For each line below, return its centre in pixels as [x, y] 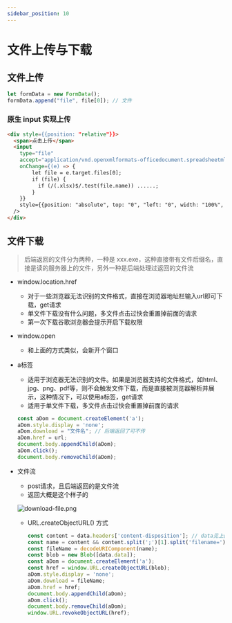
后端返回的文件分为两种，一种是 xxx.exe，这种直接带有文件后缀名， [120, 259]
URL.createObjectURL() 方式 [68, 523]
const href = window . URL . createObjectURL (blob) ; [99, 568]
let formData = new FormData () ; [54, 94]
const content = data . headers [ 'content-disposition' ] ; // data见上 [126, 536]
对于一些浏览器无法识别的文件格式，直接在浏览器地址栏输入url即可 [122, 296]
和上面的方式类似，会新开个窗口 [73, 350]
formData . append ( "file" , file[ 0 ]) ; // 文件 [70, 100]
